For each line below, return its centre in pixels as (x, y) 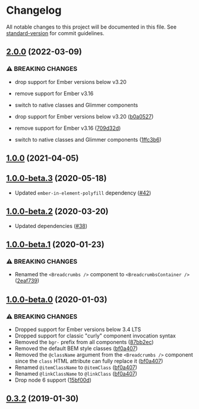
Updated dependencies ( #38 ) (51, 226)
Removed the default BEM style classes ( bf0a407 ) (76, 348)
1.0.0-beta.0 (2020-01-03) (57, 299)
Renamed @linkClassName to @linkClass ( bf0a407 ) (76, 374)
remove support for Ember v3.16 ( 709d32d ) (68, 128)
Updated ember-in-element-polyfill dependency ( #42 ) (83, 193)
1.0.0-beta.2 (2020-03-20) (57, 212)
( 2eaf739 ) (27, 281)
